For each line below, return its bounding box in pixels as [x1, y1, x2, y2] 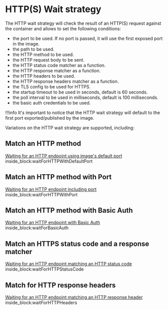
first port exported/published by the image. [5, 115, 95, 121]
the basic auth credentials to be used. [12, 99, 91, 106]
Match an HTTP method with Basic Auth [5, 206, 133, 215]
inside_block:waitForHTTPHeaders [5, 299, 77, 305]
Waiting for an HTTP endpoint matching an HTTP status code [5, 261, 132, 267]
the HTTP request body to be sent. [12, 57, 85, 63]
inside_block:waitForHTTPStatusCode [5, 266, 84, 272]
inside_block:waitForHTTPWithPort [5, 191, 78, 197]
